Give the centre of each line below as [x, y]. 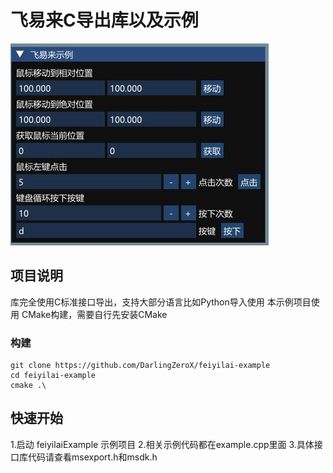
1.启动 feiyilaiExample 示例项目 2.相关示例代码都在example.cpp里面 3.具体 [162, 444]
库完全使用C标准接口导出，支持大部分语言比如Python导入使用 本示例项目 [161, 302]
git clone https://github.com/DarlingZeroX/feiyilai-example [140, 366]
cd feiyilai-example [53, 376]
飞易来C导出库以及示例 [104, 20]
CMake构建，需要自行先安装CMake [94, 314]
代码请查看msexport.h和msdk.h [92, 457]
